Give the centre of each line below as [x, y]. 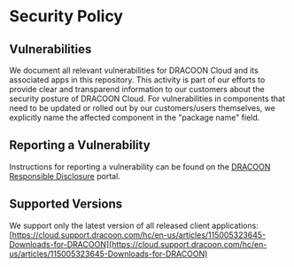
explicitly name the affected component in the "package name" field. [135, 118]
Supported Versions [66, 204]
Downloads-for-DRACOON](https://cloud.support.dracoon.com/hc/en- [138, 244]
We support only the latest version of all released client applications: [134, 225]
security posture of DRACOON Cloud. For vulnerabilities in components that [147, 98]
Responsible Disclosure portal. [65, 176]
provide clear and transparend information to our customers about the [137, 89]
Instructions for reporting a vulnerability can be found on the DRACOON [140, 167]
